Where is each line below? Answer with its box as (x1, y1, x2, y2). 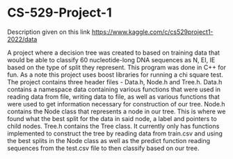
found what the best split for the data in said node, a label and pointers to (7, 114, 217, 122)
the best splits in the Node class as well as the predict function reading (7, 136, 211, 144)
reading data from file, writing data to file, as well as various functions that (7, 92, 220, 101)
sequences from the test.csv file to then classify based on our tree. (7, 144, 200, 152)
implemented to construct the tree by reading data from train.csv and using (7, 129, 223, 138)
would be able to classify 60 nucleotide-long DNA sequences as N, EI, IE (7, 55, 216, 64)
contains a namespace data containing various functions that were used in (7, 85, 221, 93)
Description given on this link (7, 28, 90, 36)
